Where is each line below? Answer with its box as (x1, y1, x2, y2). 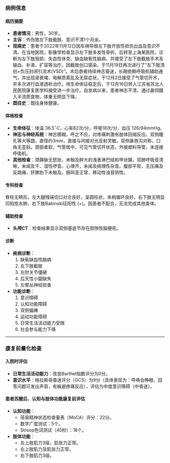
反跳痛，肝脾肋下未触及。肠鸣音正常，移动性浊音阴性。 (12, 169, 128, 175)
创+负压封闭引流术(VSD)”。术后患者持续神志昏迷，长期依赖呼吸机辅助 (12, 68, 159, 75)
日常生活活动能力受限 (20, 319, 65, 326)
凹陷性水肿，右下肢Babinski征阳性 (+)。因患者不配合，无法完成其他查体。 (5, 200, 159, 206)
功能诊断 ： (12, 288, 35, 294)
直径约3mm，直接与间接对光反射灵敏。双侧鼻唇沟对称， (39, 137, 156, 144)
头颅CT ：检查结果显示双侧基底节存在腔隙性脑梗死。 (12, 225, 121, 231)
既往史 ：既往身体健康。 (12, 100, 62, 106)
